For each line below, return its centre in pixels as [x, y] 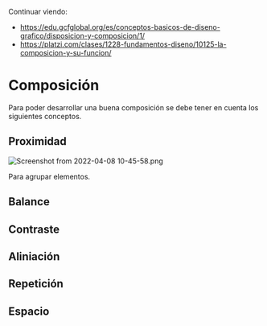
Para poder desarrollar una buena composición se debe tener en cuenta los [133, 107]
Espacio [29, 311]
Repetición [36, 284]
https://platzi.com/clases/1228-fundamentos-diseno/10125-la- [123, 44]
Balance [29, 202]
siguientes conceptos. [45, 116]
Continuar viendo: [38, 12]
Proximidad [37, 141]
